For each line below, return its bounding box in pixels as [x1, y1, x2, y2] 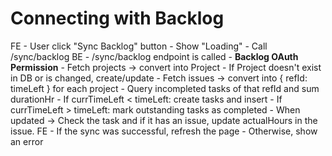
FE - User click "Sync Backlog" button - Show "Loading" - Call [10, 40, 268, 52]
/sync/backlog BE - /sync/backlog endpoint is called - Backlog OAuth [10, 50, 299, 62]
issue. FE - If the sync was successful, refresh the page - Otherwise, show [10, 125, 318, 137]
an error [10, 135, 44, 147]
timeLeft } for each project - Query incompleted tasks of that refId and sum [10, 82, 320, 94]
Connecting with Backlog [10, 7, 225, 30]
